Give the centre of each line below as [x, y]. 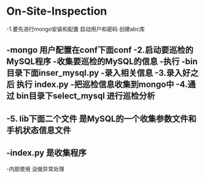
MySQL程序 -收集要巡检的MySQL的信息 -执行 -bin [102, 61]
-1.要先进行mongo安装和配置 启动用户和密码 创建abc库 [76, 29]
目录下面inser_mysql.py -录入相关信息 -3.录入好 [99, 73]
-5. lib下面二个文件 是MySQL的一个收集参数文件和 [101, 118]
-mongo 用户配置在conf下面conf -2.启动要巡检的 [100, 50]
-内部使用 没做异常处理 [35, 169]
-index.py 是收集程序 [47, 153]
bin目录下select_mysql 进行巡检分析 [86, 96]
